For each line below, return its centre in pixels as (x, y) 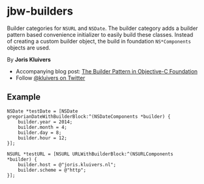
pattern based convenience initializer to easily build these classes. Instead (100, 34)
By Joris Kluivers (29, 59)
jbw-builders (40, 11)
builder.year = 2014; (45, 122)
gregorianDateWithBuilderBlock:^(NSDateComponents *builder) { (89, 116)
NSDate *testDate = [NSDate (43, 111)
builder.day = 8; (40, 133)
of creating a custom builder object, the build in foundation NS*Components (99, 41)
